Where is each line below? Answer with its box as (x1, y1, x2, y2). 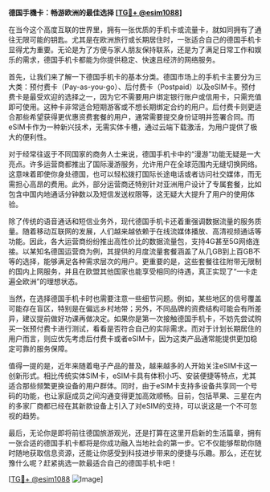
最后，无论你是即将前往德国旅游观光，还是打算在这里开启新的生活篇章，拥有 (8, 429, 262, 437)
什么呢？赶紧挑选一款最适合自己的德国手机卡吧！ (14, 458, 178, 468)
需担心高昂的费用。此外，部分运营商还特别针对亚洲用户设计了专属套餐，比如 (8, 180, 262, 189)
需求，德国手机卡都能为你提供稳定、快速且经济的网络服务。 (22, 55, 219, 64)
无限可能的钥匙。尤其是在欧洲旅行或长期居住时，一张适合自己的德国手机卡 (14, 35, 262, 44)
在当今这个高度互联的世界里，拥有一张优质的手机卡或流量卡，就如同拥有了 (8, 25, 255, 35)
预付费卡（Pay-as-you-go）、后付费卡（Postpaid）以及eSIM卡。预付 (29, 82, 256, 91)
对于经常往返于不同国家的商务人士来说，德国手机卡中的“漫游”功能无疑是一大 (8, 149, 261, 159)
